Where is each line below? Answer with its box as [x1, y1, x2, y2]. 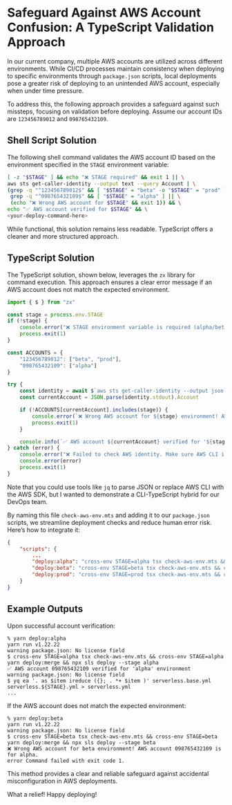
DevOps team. [7, 497, 48, 506]
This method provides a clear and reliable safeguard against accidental [7, 769, 209, 777]
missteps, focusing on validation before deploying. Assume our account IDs [7, 107, 222, 115]
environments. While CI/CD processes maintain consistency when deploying [7, 64, 224, 73]
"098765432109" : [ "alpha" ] [19, 362, 97, 369]
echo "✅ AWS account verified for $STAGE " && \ [7, 206, 148, 213]
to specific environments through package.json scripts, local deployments [7, 71, 217, 80]
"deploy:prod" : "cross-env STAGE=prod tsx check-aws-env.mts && [32, 571, 221, 578]
